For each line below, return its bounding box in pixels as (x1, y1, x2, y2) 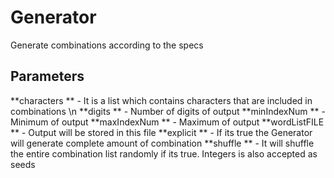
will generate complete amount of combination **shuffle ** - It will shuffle (10, 137, 315, 149)
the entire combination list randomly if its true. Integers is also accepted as (10, 147, 318, 160)
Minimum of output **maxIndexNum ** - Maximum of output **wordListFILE (10, 116, 325, 128)
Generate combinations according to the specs (10, 39, 204, 51)
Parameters (10, 68, 85, 85)
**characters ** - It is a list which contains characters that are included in (10, 94, 313, 106)
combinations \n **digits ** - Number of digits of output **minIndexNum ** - (10, 105, 326, 117)
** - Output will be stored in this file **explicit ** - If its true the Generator (10, 126, 313, 138)
